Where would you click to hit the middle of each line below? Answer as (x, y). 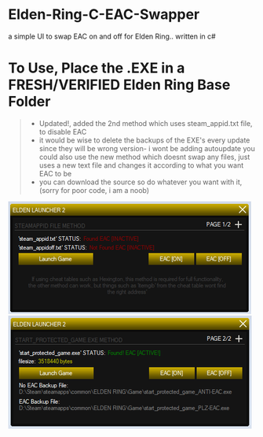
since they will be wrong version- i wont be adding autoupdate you (147, 148)
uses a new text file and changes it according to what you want (141, 165)
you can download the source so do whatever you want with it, (141, 182)
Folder (29, 102)
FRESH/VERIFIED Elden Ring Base (119, 85)
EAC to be (55, 173)
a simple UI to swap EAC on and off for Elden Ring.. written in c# (112, 36)
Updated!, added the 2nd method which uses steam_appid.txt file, (146, 123)
